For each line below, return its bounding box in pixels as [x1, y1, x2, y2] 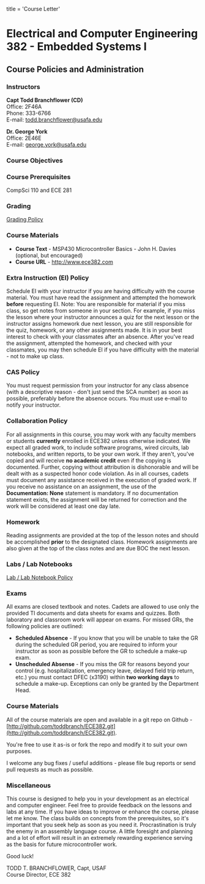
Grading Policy [6, 216, 43, 223]
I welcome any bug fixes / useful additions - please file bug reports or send [6, 759, 196, 766]
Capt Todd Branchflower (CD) [6, 96, 83, 104]
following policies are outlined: [6, 623, 84, 630]
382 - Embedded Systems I [6, 40, 147, 54]
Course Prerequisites [6, 172, 71, 181]
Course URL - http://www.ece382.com [15, 258, 113, 266]
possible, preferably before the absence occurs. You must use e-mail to [6, 395, 188, 402]
